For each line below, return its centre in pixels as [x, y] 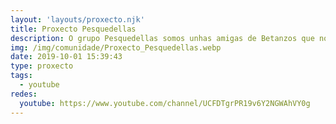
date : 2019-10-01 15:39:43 [66, 57]
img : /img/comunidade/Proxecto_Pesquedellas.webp [116, 47]
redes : [24, 94]
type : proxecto [42, 66]
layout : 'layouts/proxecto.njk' [77, 19]
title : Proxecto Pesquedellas [73, 29]
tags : [21, 76]
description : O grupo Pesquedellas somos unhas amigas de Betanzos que [162, 38]
